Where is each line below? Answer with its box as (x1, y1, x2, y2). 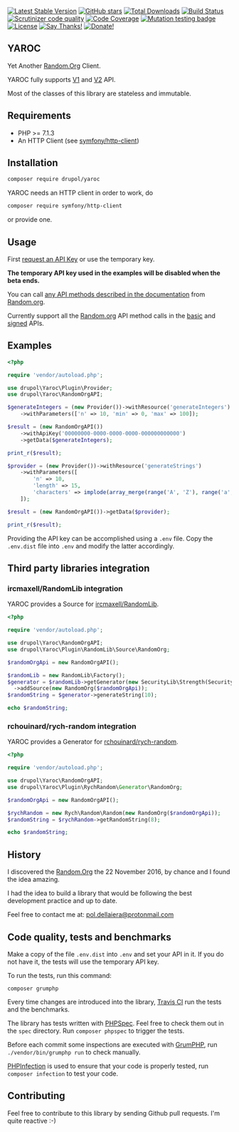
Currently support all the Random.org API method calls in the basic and (7, 312, 216, 320)
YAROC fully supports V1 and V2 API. (7, 75, 116, 83)
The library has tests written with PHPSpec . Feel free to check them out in (7, 1019, 224, 1027)
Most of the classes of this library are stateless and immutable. (7, 89, 192, 98)
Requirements (7, 110, 71, 122)
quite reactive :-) (7, 1116, 57, 1125)
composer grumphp (7, 984, 59, 992)
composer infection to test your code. (7, 1069, 119, 1078)
